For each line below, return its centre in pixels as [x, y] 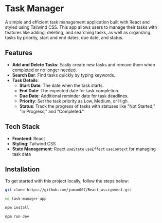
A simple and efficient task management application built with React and [77, 22]
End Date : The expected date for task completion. [69, 90]
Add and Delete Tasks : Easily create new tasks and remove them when [84, 64]
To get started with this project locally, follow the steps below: [67, 181]
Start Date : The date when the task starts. [62, 85]
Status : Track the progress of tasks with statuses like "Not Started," [87, 106]
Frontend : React [28, 138]
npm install [17, 208]
